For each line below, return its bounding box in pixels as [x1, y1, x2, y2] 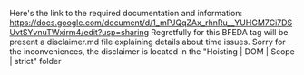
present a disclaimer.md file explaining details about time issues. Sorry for [9, 36, 286, 47]
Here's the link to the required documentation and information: [9, 8, 243, 18]
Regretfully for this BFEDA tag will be [151, 27, 289, 37]
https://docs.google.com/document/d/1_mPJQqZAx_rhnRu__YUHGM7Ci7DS [9, 17, 293, 28]
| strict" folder [9, 56, 62, 66]
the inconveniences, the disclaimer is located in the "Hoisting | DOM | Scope [9, 46, 295, 57]
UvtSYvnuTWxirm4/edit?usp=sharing [9, 27, 150, 37]
